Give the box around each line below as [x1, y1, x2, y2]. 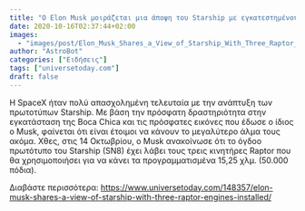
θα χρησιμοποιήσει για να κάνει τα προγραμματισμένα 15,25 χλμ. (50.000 [9, 155, 289, 166]
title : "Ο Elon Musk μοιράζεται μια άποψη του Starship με [9, 13, 238, 23]
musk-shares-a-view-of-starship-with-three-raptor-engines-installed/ [9, 191, 272, 202]
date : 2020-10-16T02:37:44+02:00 [9, 22, 136, 31]
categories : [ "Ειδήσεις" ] [9, 55, 107, 64]
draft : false [9, 72, 59, 82]
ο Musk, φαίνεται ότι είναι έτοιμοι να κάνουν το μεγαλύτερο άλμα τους [9, 126, 281, 137]
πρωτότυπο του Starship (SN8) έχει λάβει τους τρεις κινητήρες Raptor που [9, 145, 291, 156]
